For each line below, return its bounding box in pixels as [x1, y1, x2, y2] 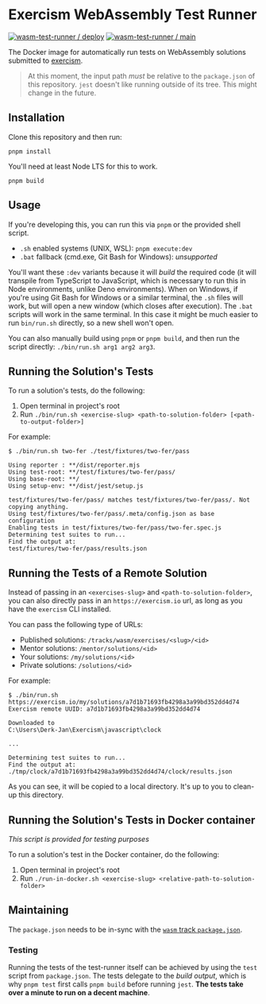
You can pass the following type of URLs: [8, 620, 143, 630]
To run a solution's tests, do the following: [8, 386, 145, 395]
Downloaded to [8, 719, 56, 727]
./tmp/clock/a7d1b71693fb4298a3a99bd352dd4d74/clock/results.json [8, 768, 233, 776]
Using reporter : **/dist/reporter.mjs [8, 461, 141, 470]
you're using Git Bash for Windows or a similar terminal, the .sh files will [8, 293, 244, 302]
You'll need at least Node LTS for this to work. [8, 161, 158, 171]
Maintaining [8, 904, 69, 917]
